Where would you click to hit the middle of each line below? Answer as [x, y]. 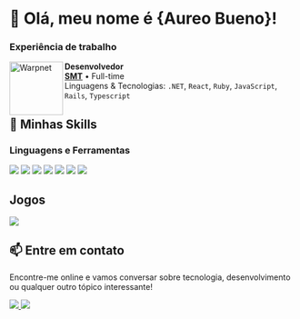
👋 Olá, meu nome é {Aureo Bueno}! [143, 19]
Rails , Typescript [98, 95]
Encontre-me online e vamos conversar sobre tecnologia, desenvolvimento [150, 277]
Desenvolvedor [95, 66]
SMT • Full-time [95, 76]
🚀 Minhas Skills [53, 124]
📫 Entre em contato [67, 250]
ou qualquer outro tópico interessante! [81, 286]
